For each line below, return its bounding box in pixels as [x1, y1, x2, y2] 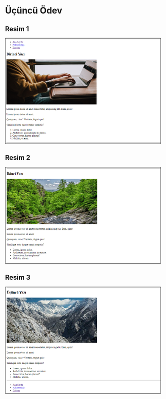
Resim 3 [5, 273, 31, 282]
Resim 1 [5, 25, 29, 33]
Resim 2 [5, 153, 31, 162]
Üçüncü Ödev [5, 5, 63, 16]
